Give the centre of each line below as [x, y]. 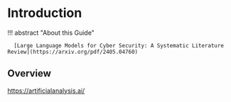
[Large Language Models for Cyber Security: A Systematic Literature [119, 45]
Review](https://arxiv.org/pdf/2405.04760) [73, 52]
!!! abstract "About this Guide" [51, 33]
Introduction [45, 13]
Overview [29, 73]
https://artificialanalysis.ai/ [46, 91]
